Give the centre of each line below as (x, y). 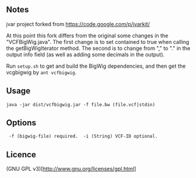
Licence (21, 155)
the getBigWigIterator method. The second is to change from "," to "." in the (98, 48)
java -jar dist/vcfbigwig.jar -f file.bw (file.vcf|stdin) (81, 104)
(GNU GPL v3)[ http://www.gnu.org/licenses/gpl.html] (71, 169)
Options (21, 123)
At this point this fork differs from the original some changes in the (87, 36)
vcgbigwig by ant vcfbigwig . (42, 72)
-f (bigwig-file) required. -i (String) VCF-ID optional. (83, 136)
